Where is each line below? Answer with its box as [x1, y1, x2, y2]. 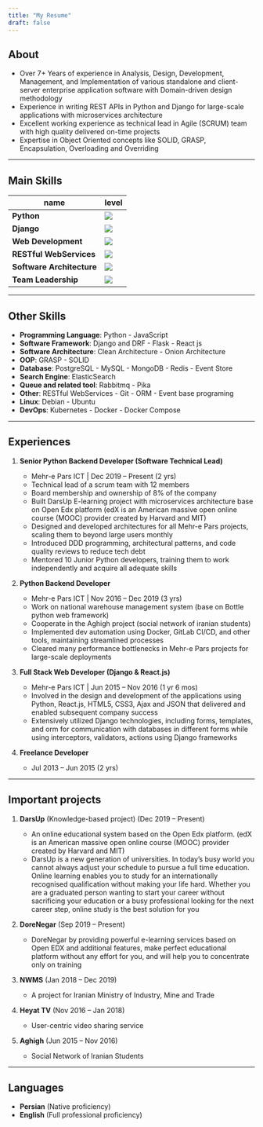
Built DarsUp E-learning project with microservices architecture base [31, 496, 254, 506]
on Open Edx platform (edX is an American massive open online [31, 504, 237, 514]
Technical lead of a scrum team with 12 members [31, 480, 190, 489]
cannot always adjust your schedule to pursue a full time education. [31, 862, 250, 872]
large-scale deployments [31, 652, 112, 661]
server [19, 86, 41, 95]
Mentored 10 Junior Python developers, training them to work [31, 554, 229, 564]
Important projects [8, 793, 102, 807]
